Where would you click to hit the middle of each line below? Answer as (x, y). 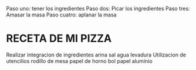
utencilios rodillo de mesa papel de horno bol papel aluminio (79, 61)
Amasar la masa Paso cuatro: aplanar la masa (61, 15)
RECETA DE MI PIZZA (59, 39)
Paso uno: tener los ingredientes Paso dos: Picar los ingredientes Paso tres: (98, 9)
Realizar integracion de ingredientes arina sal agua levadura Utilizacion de (96, 55)
